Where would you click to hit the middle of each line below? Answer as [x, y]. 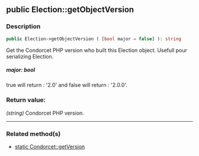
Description [23, 27]
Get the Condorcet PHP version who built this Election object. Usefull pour [97, 50]
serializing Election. [30, 56]
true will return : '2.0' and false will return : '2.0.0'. [67, 84]
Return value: [26, 100]
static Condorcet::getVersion [50, 147]
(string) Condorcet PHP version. [45, 113]
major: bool [21, 70]
